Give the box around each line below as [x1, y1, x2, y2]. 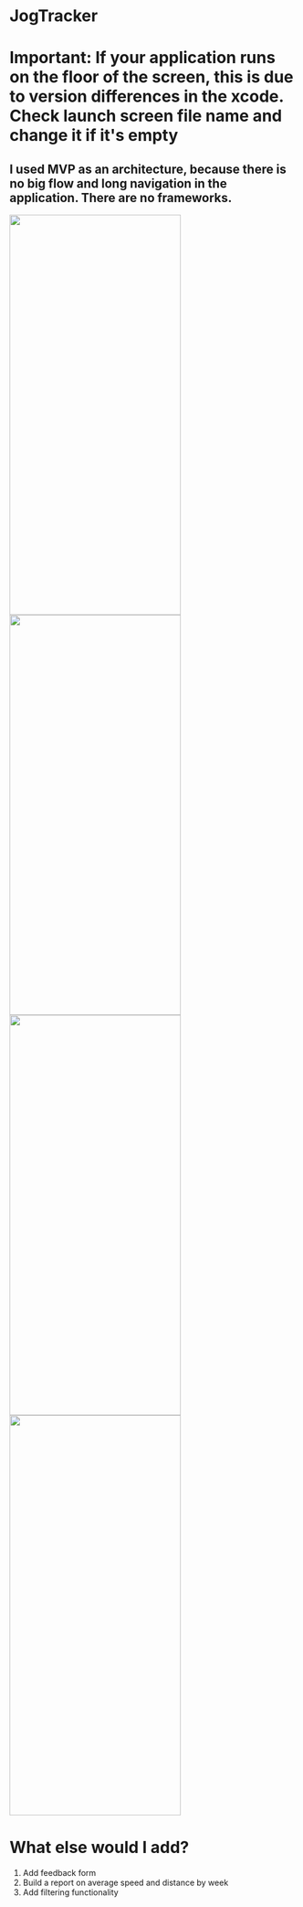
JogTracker [9, 5, 99, 27]
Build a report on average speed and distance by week [22, 1877, 229, 1889]
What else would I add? [9, 1837, 190, 1858]
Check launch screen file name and [9, 106, 283, 126]
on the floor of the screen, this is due [9, 67, 294, 88]
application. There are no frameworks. [9, 189, 233, 206]
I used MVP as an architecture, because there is [9, 161, 287, 177]
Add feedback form [22, 1868, 97, 1879]
